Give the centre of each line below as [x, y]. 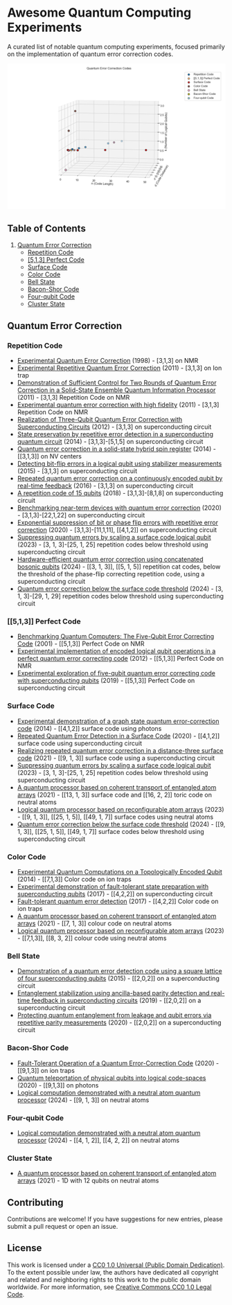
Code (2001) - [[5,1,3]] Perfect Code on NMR [81, 644]
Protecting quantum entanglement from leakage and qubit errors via [114, 1015]
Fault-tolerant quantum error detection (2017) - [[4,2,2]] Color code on [118, 901]
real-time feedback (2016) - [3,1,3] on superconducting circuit [105, 486]
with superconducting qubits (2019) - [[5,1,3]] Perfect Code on [106, 681]
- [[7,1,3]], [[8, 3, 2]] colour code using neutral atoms [92, 938]
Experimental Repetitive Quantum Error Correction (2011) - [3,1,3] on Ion [119, 368]
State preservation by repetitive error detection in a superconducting [115, 434]
